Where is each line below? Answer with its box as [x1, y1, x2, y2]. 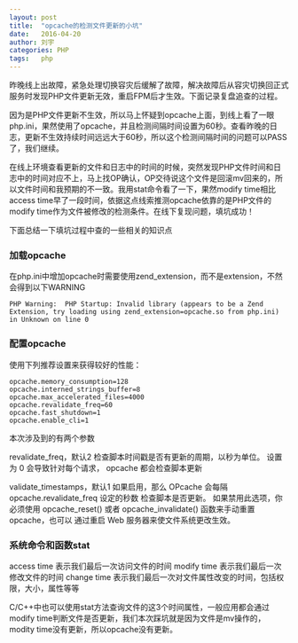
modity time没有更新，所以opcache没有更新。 [9, 623, 178, 634]
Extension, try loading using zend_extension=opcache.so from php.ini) [9, 308, 279, 317]
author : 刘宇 [9, 37, 55, 47]
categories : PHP [9, 46, 69, 55]
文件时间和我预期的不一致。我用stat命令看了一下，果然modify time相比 [16, 184, 277, 194]
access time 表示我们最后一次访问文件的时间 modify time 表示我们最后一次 [9, 561, 282, 571]
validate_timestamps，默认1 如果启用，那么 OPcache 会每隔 [9, 481, 228, 492]
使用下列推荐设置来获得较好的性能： [9, 359, 142, 370]
